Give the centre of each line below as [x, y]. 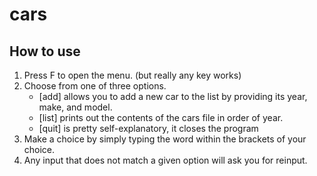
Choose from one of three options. [95, 86]
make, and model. [75, 107]
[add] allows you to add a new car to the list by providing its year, [173, 96]
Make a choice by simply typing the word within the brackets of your [165, 139]
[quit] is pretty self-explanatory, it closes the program [148, 128]
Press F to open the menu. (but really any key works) [132, 75]
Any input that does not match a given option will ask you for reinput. [165, 160]
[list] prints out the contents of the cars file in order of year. [161, 117]
